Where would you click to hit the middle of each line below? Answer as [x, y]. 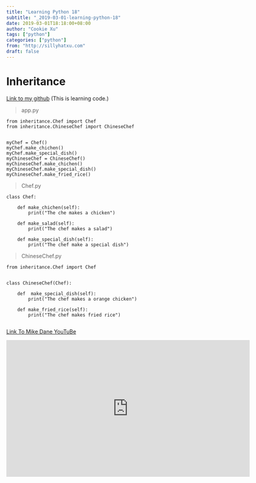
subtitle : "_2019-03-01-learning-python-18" [64, 18]
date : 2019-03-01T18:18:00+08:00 [49, 23]
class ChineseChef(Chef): [39, 283]
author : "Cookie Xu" [33, 29]
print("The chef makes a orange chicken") [83, 299]
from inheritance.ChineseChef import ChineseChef [71, 126]
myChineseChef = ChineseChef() [46, 159]
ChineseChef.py [41, 256]
